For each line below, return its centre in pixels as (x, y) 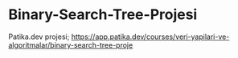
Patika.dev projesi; (39, 37)
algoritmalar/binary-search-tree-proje (71, 44)
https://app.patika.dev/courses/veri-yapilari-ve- (150, 37)
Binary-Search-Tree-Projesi (103, 15)
